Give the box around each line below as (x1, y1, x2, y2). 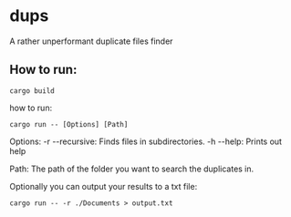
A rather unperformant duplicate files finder (9, 36, 173, 46)
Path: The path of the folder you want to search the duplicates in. (9, 163, 255, 174)
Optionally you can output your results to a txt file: (9, 181, 198, 191)
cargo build (9, 86, 55, 96)
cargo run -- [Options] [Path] (9, 119, 129, 129)
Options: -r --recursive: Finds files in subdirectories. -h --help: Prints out (9, 136, 283, 147)
